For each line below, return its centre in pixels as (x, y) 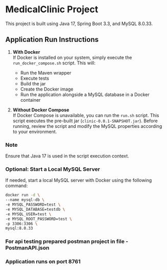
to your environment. (35, 131)
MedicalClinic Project (52, 9)
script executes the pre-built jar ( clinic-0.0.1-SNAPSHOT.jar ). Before (85, 121)
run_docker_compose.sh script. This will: (54, 63)
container (30, 100)
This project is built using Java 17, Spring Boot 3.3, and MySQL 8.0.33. (79, 24)
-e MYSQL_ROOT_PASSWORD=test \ (39, 219)
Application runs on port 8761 (43, 262)
